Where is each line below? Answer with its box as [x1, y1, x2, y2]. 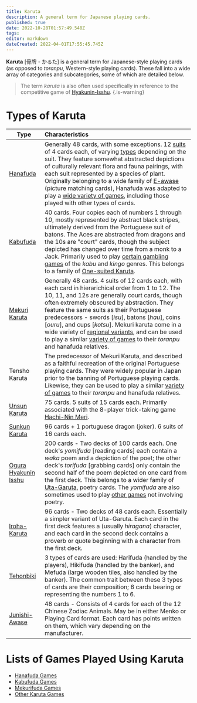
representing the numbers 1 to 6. [44, 590, 136, 598]
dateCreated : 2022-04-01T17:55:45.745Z [6, 42, 104, 47]
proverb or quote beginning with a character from [44, 536, 181, 545]
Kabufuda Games [14, 678, 57, 685]
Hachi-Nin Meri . [44, 413, 90, 421]
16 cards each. [44, 429, 86, 437]
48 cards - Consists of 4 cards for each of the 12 [44, 599, 182, 607]
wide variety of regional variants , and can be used [44, 328, 182, 336]
